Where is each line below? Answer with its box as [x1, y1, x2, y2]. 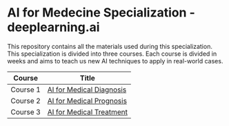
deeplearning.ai [7, 19, 100, 35]
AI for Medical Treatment [47, 107, 128, 116]
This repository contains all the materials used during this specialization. [7, 42, 212, 50]
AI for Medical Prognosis [47, 96, 128, 105]
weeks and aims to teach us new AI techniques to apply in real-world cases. [7, 56, 223, 65]
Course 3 [10, 107, 41, 116]
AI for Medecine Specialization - [7, 5, 195, 21]
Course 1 [10, 85, 41, 94]
